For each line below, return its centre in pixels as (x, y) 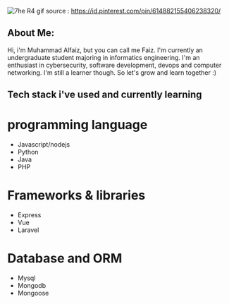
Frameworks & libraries (76, 196)
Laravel (28, 230)
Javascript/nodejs (44, 145)
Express (29, 215)
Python (28, 152)
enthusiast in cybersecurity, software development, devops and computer (114, 65)
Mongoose (33, 293)
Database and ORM (65, 259)
